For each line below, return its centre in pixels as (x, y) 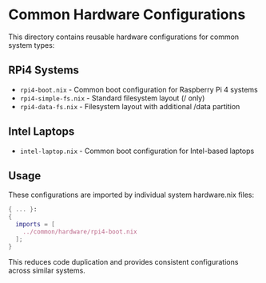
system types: (32, 45)
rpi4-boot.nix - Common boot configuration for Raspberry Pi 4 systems (139, 89)
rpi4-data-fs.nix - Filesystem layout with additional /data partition (130, 106)
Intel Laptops (42, 132)
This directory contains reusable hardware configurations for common (124, 37)
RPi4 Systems (44, 71)
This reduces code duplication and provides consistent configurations (123, 261)
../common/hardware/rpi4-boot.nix (80, 232)
